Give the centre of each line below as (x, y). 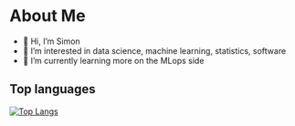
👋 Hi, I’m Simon (51, 41)
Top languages (53, 89)
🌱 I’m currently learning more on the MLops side (113, 60)
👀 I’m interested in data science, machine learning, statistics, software (154, 50)
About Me (47, 16)
